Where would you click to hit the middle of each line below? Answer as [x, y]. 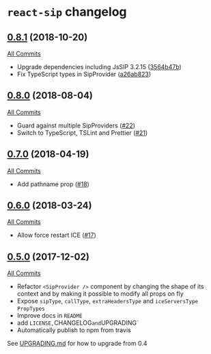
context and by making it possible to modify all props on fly [100, 294]
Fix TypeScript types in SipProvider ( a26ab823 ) [84, 74]
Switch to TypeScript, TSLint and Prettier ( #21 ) [82, 132]
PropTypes [31, 309]
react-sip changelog [67, 12]
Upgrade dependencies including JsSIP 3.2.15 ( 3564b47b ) [99, 67]
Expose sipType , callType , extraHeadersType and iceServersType [108, 301]
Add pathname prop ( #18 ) [53, 184]
